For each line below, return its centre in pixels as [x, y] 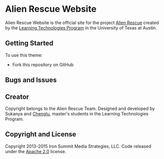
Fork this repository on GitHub [43, 64]
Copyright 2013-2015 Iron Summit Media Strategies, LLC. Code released [78, 146]
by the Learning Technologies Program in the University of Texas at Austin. [81, 27]
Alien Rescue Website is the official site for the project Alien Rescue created [82, 23]
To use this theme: [24, 55]
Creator [17, 97]
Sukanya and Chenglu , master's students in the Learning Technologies [77, 113]
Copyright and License [41, 134]
